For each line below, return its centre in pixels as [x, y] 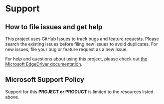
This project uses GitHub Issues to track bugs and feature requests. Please [82, 39]
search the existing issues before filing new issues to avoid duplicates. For [82, 44]
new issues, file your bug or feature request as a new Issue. [67, 49]
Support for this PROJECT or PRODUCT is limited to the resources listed [79, 92]
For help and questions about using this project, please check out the [76, 59]
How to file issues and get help [54, 27]
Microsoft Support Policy [45, 80]
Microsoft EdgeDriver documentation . [44, 64]
